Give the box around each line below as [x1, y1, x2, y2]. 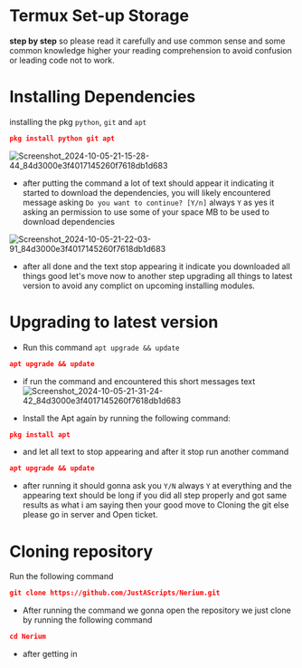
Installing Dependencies [9, 87, 196, 107]
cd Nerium [9, 632, 47, 642]
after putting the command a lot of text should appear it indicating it [22, 178, 275, 189]
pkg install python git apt [9, 133, 116, 143]
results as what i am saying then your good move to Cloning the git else [22, 499, 289, 510]
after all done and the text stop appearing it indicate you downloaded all [22, 260, 291, 272]
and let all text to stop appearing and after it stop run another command [22, 446, 289, 458]
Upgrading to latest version [9, 312, 219, 332]
